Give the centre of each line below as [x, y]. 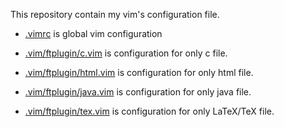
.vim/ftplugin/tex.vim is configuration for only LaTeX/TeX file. [149, 111]
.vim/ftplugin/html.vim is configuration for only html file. [139, 72]
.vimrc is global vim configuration [93, 33]
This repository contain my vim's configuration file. [115, 14]
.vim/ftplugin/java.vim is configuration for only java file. [138, 92]
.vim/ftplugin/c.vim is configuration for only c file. [126, 53]
